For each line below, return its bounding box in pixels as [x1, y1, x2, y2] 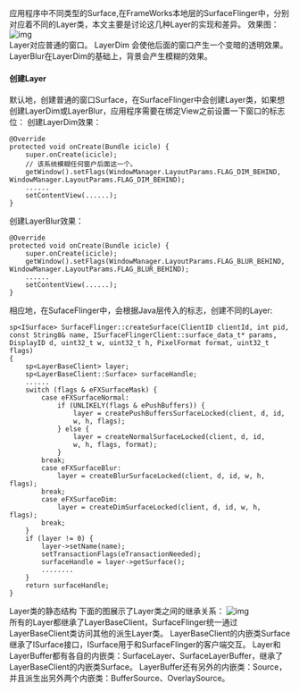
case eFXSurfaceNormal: [41, 393, 129, 402]
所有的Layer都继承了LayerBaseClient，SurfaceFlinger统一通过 [9, 617, 238, 628]
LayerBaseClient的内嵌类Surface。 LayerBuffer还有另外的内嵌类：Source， [9, 662, 287, 672]
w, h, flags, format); [72, 441, 158, 450]
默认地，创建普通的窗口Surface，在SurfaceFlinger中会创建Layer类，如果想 [9, 95, 286, 105]
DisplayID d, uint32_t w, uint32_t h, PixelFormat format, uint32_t [9, 339, 270, 348]
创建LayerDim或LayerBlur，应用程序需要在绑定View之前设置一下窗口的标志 [9, 105, 286, 116]
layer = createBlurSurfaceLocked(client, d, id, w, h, [56, 472, 266, 481]
